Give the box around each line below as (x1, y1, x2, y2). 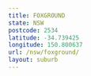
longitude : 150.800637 (8, 41, 83, 49)
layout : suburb (8, 56, 59, 64)
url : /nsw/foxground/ (8, 48, 80, 56)
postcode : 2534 (8, 26, 59, 34)
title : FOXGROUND (8, 11, 66, 20)
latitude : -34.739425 (8, 33, 80, 42)
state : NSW (8, 19, 44, 27)
